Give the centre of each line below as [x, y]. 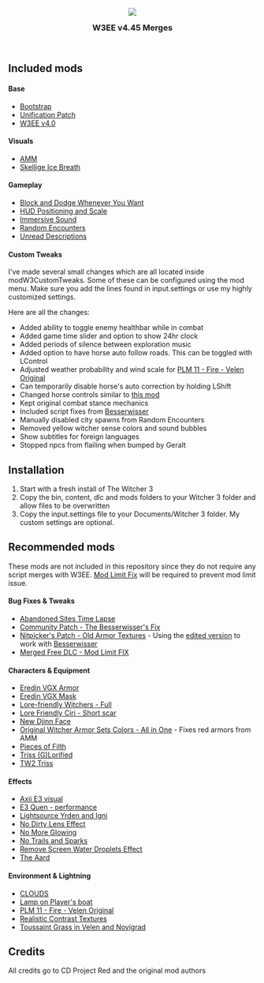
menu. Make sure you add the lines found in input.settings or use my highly [130, 289]
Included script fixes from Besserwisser [84, 411]
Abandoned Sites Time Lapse [67, 619]
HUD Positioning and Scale [63, 211]
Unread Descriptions [53, 236]
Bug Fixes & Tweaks [41, 601]
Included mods [46, 68]
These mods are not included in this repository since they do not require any [132, 566]
